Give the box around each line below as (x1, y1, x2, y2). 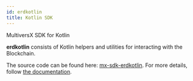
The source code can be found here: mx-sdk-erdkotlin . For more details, (6, 62, 188, 69)
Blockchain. (6, 49, 36, 57)
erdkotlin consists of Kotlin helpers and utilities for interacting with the (6, 43, 183, 51)
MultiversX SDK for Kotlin (6, 31, 70, 38)
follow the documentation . (6, 68, 72, 75)
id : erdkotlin (6, 9, 43, 15)
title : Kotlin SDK (6, 15, 53, 21)
